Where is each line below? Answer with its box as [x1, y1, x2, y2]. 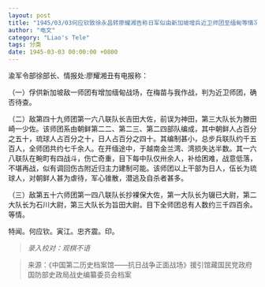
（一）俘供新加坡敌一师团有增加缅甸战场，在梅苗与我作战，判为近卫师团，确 [8, 88, 257, 97]
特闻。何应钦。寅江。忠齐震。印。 [8, 226, 119, 236]
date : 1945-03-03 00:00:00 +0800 [8, 48, 118, 56]
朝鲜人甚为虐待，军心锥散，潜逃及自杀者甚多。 [35, 173, 188, 182]
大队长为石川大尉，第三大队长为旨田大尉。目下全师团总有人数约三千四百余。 [8, 200, 257, 209]
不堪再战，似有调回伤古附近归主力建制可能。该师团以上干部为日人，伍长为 [8, 163, 250, 173]
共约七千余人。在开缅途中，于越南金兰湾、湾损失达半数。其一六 [49, 143, 257, 153]
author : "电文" [8, 26, 56, 34]
